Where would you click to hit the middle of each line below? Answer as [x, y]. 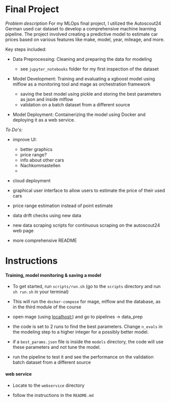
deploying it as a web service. [44, 119]
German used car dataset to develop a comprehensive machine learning [81, 28]
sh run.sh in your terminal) [41, 292]
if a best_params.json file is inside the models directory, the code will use [88, 342]
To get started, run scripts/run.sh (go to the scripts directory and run [87, 287]
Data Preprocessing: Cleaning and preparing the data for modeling [82, 59]
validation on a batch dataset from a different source [75, 104]
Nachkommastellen [40, 165]
